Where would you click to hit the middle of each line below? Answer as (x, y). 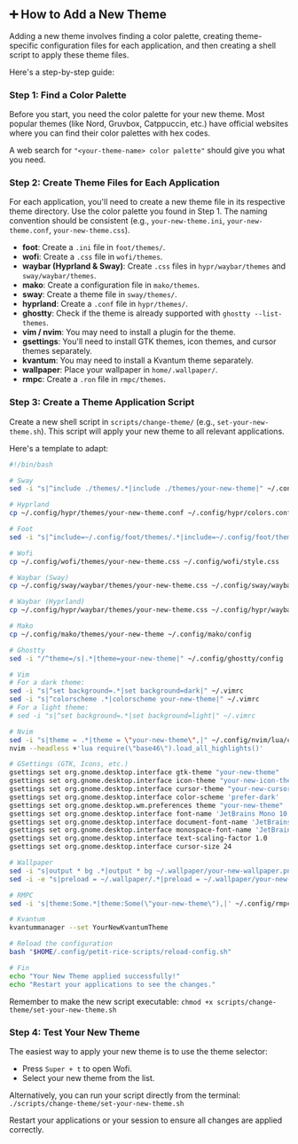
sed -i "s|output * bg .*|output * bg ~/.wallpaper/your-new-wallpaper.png (152, 871)
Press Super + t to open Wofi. (77, 1069)
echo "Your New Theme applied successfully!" (94, 976)
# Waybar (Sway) (39, 577)
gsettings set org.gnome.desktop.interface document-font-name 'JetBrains (150, 822)
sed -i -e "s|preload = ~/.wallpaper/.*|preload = (105, 879)
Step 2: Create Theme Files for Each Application (114, 183)
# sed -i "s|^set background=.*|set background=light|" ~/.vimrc (132, 716)
